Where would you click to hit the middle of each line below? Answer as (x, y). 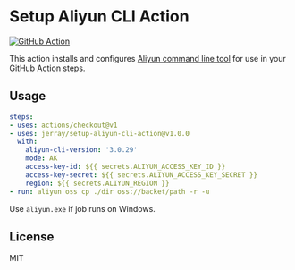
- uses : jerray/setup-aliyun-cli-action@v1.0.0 (100, 133)
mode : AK (42, 158)
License (32, 236)
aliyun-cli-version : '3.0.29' (82, 150)
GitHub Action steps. (47, 68)
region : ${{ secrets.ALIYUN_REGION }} (97, 183)
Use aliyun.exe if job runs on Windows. (83, 208)
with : (28, 142)
